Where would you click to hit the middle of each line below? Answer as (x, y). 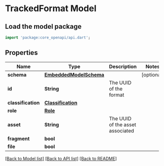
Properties (21, 53)
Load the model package (43, 27)
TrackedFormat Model (51, 9)
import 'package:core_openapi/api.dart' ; (48, 37)
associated (122, 130)
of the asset (123, 125)
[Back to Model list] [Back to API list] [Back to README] (61, 158)
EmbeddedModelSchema (74, 74)
